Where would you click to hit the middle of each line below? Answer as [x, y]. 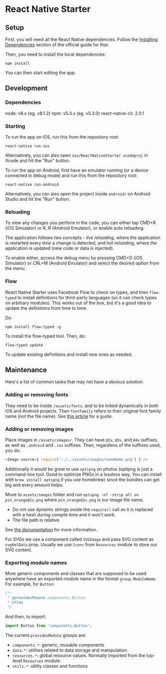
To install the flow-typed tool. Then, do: [45, 336]
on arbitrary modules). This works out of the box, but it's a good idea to [78, 303]
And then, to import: [26, 616]
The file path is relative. [36, 520]
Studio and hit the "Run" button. [38, 199]
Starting [15, 126]
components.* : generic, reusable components [58, 645]
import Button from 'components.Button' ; [49, 626]
